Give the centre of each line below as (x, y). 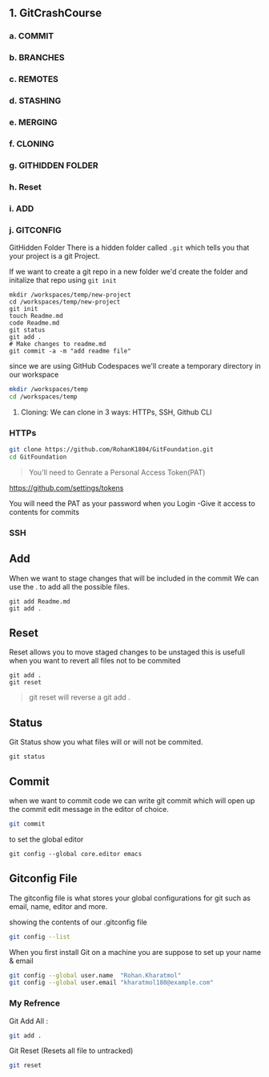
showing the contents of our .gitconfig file (78, 922)
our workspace (34, 374)
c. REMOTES (34, 80)
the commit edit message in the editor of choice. (89, 809)
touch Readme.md (36, 316)
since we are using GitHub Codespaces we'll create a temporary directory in (135, 365)
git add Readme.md (40, 602)
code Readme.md (34, 323)
